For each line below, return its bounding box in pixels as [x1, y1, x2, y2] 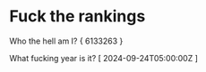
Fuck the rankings [9, 6, 146, 27]
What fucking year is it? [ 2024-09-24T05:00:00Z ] [9, 52, 199, 63]
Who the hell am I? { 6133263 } [9, 36, 124, 46]
